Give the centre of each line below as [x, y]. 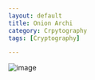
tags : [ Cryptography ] [44, 38]
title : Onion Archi [41, 23]
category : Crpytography [48, 30]
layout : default [35, 16]
